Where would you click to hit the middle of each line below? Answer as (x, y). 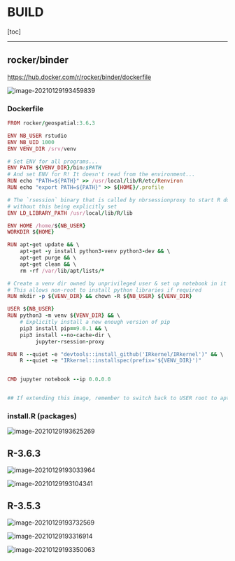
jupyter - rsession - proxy (70, 341)
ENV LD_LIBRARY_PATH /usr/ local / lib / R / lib (70, 213)
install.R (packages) (42, 416)
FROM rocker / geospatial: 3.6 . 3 (51, 123)
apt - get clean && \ (48, 264)
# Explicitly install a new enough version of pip (95, 322)
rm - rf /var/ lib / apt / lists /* (62, 271)
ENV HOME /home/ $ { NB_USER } (47, 226)
